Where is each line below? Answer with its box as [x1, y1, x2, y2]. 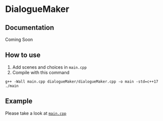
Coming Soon [5, 36, 33, 42]
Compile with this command [12, 69, 69, 75]
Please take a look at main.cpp [5, 110, 67, 116]
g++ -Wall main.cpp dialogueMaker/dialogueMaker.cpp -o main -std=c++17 [5, 79, 159, 84]
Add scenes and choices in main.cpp [12, 64, 87, 70]
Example [5, 97, 33, 106]
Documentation [5, 23, 54, 32]
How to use [5, 51, 41, 59]
